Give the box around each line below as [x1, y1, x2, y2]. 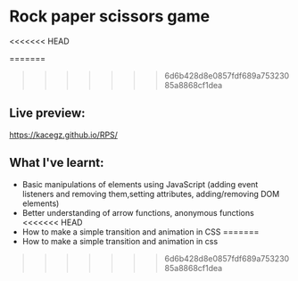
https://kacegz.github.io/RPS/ [9, 129, 119, 140]
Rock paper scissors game [9, 6, 211, 27]
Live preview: [9, 105, 87, 121]
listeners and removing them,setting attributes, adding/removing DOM [21, 188, 280, 199]
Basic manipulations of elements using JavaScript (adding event [21, 178, 259, 189]
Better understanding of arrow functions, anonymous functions [21, 207, 254, 218]
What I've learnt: [9, 155, 104, 170]
